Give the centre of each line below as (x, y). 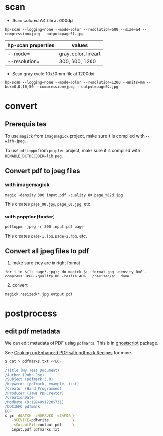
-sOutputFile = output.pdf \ (43, 425)
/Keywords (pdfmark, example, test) (42, 384)
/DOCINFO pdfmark (23, 407)
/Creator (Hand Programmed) (34, 388)
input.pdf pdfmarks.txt (36, 429)
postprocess (31, 313)
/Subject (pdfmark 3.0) (29, 379)
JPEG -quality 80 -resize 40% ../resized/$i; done (77, 276)
